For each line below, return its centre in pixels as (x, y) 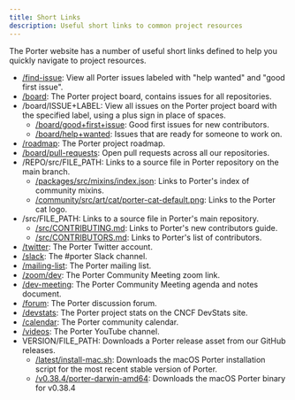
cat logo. (51, 209)
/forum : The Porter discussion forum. (89, 303)
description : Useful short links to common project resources (126, 26)
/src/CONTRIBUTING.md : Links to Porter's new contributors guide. (156, 227)
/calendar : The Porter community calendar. (100, 322)
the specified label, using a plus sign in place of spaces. (124, 115)
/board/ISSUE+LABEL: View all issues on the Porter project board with (149, 105)
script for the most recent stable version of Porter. (126, 369)
